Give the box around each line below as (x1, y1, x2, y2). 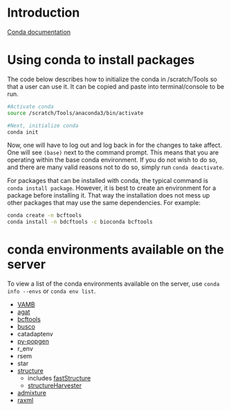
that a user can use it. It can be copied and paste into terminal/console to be (7, 82, 225, 91)
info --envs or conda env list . (7, 287, 96, 295)
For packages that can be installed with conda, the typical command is (7, 177, 209, 185)
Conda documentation (7, 28, 71, 36)
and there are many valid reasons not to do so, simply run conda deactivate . (7, 163, 225, 171)
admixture (17, 389, 46, 397)
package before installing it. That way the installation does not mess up (7, 191, 210, 200)
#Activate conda (7, 103, 54, 110)
